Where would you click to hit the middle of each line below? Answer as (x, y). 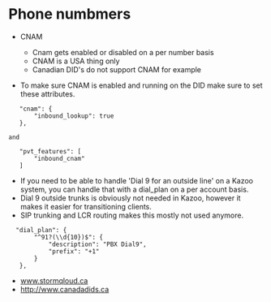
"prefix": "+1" (74, 251)
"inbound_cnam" (59, 158)
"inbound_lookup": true (74, 116)
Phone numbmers (70, 14)
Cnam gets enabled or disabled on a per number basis (123, 52)
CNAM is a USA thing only (76, 61)
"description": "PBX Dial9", (98, 244)
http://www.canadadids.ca (65, 289)
